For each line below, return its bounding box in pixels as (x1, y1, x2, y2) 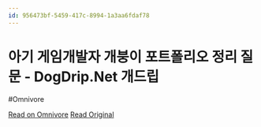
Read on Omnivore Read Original (8, 110, 114, 119)
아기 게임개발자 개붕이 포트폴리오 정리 (8, 48, 238, 65)
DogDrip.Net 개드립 (34, 68, 159, 85)
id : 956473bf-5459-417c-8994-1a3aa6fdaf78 (8, 11, 150, 20)
